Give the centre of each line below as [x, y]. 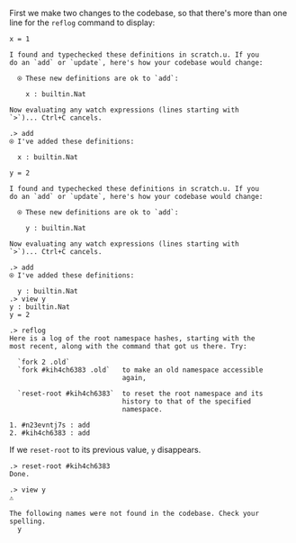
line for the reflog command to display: [82, 23]
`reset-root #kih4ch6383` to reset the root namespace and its [140, 394]
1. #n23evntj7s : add [50, 425]
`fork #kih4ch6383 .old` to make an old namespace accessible [140, 370]
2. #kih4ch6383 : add [50, 433]
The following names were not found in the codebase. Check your [134, 513]
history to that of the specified [187, 402]
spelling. [28, 521]
